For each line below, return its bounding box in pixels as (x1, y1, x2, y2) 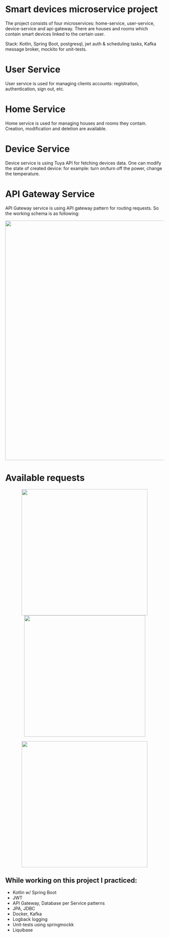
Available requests (5, 472, 85, 483)
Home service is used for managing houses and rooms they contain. (5, 120, 147, 126)
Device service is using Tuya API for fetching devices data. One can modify (5, 160, 161, 166)
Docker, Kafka (12, 911, 42, 917)
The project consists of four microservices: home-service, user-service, (5, 20, 155, 26)
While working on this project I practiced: (5, 876, 137, 885)
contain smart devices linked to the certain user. (5, 31, 105, 37)
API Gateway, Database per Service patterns (12, 900, 105, 906)
